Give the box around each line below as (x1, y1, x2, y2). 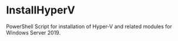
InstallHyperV (6, 4, 75, 17)
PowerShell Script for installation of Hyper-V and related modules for (6, 23, 172, 30)
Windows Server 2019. (6, 29, 61, 36)
